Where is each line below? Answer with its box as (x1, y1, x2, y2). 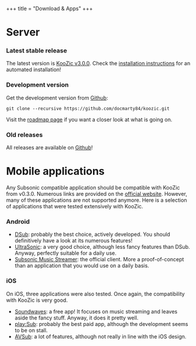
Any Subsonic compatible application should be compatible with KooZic (6, 184, 181, 191)
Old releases (6, 131, 43, 139)
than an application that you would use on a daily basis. (14, 262, 150, 270)
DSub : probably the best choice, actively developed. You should (14, 231, 171, 238)
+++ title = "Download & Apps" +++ (6, 5, 93, 12)
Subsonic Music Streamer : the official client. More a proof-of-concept (14, 256, 184, 263)
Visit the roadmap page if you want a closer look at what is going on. (6, 116, 172, 123)
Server (6, 26, 40, 39)
